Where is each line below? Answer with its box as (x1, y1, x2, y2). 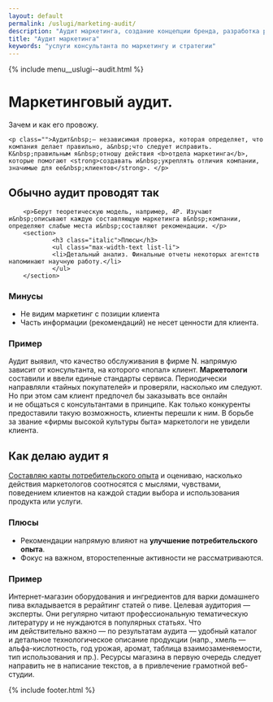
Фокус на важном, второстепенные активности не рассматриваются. (19, 552, 264, 562)
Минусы (8, 290, 43, 302)
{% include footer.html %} (8, 685, 96, 695)
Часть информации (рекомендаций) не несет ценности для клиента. (19, 318, 259, 328)
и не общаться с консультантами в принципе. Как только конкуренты (8, 399, 250, 409)
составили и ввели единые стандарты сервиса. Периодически (8, 373, 227, 383)
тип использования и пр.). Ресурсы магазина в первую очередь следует (8, 652, 262, 661)
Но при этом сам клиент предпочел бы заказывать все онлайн (8, 391, 227, 401)
